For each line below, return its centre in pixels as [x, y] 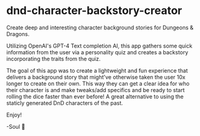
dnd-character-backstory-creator [94, 11]
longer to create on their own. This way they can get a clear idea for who [98, 84]
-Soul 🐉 [16, 126]
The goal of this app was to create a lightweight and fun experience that [97, 70]
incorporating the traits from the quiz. [54, 59]
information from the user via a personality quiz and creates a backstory [97, 52]
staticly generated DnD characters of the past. [65, 103]
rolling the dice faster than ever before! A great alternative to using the [95, 96]
